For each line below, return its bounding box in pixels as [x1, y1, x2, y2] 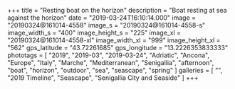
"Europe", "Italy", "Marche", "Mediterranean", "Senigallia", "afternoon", [7, 59, 214, 66]
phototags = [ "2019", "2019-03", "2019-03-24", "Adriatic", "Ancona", [7, 51, 210, 59]
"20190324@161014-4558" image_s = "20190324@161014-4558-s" [7, 21, 206, 29]
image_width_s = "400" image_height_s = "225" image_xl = [7, 28, 182, 37]
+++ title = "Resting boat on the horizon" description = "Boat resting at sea [7, 6, 227, 14]
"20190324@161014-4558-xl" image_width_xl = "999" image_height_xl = [7, 36, 221, 44]
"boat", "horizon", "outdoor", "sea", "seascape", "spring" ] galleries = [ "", [7, 66, 223, 74]
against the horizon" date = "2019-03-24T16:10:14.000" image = [7, 13, 197, 22]
